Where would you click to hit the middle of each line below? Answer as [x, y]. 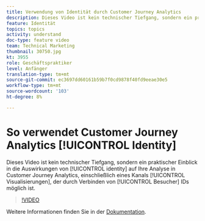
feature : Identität [31, 23]
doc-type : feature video [38, 40]
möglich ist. [21, 188]
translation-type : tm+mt [38, 74]
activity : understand [34, 35]
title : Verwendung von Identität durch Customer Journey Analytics [94, 12]
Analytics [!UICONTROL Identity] [92, 145]
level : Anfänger [27, 68]
